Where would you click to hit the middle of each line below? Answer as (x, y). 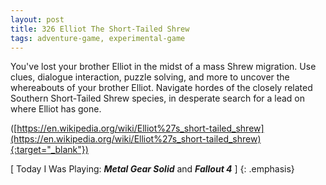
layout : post (37, 19)
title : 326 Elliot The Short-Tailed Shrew (100, 29)
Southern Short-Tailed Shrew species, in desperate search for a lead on (158, 98)
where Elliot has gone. (56, 109)
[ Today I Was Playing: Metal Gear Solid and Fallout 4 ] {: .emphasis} (152, 169)
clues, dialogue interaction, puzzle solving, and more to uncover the (150, 77)
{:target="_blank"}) (49, 150)
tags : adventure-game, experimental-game (98, 38)
